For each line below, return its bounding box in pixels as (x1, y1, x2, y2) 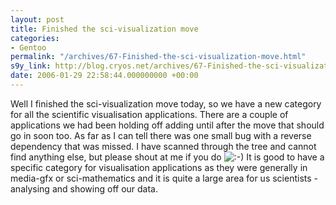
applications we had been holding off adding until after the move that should (10, 119, 325, 131)
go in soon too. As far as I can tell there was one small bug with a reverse (10, 129, 312, 141)
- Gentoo (10, 42, 47, 53)
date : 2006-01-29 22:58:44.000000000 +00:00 (10, 71, 199, 81)
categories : (10, 33, 60, 43)
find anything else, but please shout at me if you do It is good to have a (10, 151, 325, 163)
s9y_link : (10, 61, 52, 71)
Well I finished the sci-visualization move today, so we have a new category (10, 97, 322, 110)
